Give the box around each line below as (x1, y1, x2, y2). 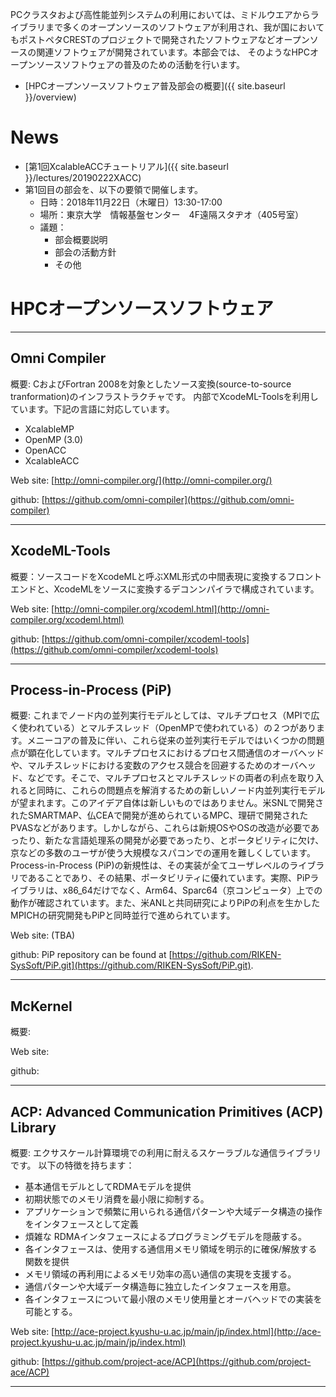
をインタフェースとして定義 (24, 1218, 139, 1230)
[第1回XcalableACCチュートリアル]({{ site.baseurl (24, 160, 229, 172)
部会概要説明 (54, 233, 108, 245)
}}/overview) (24, 91, 77, 103)
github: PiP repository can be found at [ (10, 949, 173, 961)
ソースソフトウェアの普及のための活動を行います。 (36, 59, 246, 70)
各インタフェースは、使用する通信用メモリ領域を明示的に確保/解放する (24, 1243, 318, 1255)
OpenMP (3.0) (24, 433, 84, 445)
